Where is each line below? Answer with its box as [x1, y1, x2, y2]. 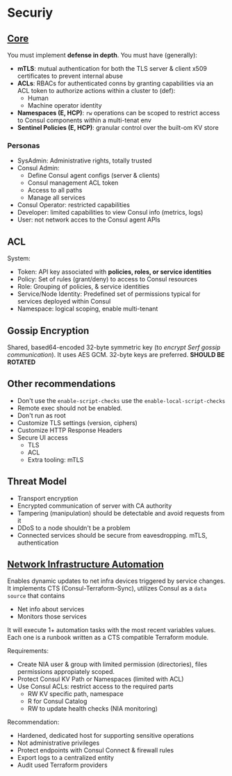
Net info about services [17, 605, 85, 613]
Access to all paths [27, 186, 83, 195]
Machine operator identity [27, 101, 102, 109]
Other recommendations [7, 378, 116, 390]
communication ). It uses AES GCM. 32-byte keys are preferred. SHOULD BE [7, 350, 225, 358]
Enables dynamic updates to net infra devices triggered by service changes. [7, 577, 226, 585]
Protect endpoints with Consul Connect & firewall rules [17, 746, 174, 754]
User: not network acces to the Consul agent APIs [17, 215, 161, 224]
